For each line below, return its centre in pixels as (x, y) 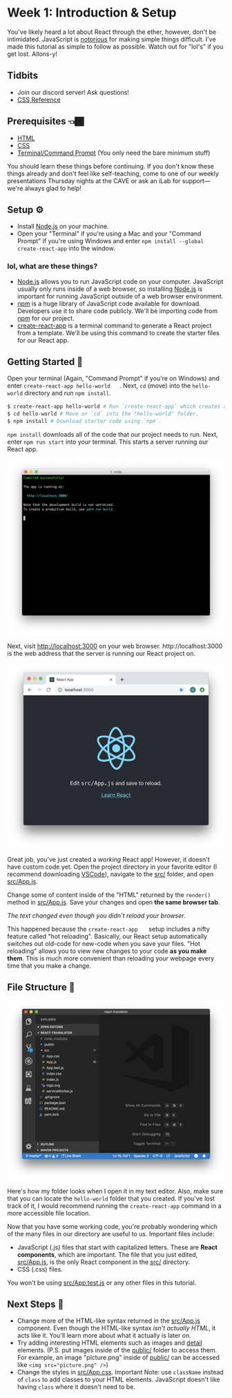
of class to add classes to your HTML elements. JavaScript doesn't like (118, 1379)
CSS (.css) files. (40, 1269)
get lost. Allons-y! (32, 54)
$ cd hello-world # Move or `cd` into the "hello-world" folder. (103, 414)
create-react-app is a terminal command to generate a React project (114, 325)
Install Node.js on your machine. (63, 227)
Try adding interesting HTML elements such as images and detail (109, 1343)
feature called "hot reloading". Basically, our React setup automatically (107, 936)
